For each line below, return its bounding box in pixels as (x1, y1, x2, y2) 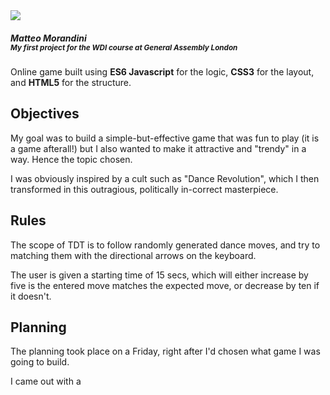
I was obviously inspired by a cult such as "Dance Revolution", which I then (10, 172, 320, 184)
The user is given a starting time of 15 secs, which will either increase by (10, 269, 309, 281)
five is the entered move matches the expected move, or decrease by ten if (10, 279, 320, 291)
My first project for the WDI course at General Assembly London (10, 42, 238, 53)
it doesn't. (10, 290, 52, 302)
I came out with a (10, 375, 82, 388)
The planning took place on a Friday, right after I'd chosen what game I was (10, 345, 321, 358)
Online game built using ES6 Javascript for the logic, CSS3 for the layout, (10, 65, 315, 78)
